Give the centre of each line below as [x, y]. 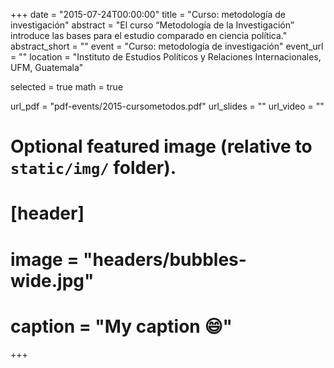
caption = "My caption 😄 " [121, 326]
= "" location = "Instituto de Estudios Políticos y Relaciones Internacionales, [166, 57]
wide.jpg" [52, 280]
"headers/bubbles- [165, 259]
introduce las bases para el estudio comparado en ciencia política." [149, 35]
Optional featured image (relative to [161, 146]
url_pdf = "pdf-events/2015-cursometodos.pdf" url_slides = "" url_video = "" [167, 106]
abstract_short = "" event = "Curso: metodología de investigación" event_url [167, 46]
